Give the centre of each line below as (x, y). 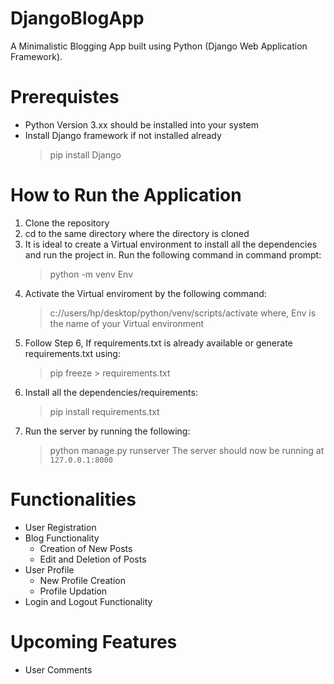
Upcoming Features (94, 641)
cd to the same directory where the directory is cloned (137, 233)
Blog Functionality (62, 538)
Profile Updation (73, 591)
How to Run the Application (126, 195)
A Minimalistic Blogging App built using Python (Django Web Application (159, 46)
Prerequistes (65, 97)
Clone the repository (67, 223)
